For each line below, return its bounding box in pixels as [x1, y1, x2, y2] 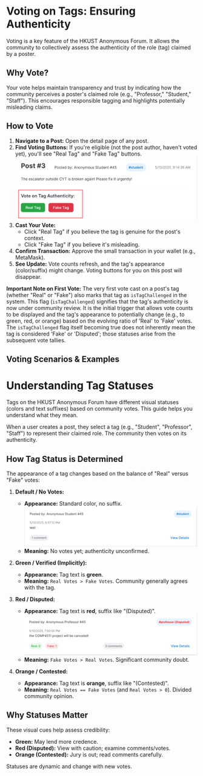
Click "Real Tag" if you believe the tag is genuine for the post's [24, 228, 181, 235]
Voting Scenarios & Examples [6, 354, 120, 365]
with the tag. [24, 583, 56, 591]
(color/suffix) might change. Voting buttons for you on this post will [15, 267, 182, 274]
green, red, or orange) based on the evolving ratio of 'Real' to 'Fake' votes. [6, 317, 193, 324]
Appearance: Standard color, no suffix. [24, 500, 122, 507]
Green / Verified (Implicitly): [15, 559, 87, 566]
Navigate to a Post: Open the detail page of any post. [15, 137, 149, 144]
